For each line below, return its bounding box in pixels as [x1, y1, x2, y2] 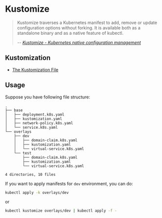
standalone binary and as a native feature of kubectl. [17, 30, 124, 36]
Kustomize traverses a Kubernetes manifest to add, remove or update [17, 20, 158, 25]
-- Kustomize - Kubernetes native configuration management [17, 39, 141, 45]
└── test [14, 150, 32, 155]
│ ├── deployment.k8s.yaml [5, 112, 65, 117]
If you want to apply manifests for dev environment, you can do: [5, 180, 133, 187]
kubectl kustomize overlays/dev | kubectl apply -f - [5, 208, 117, 214]
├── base [5, 108, 23, 113]
